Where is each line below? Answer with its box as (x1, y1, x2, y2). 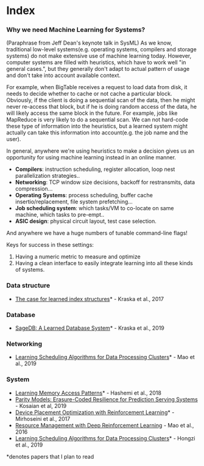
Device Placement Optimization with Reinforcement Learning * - (15, 409, 175, 416)
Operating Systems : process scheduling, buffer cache (15, 192, 153, 199)
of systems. (15, 266, 45, 274)
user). (6, 136, 21, 143)
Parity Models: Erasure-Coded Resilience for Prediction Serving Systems (15, 395, 198, 403)
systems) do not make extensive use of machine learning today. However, (6, 53, 192, 60)
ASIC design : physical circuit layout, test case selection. (15, 217, 157, 225)
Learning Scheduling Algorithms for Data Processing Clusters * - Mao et (15, 354, 195, 361)
